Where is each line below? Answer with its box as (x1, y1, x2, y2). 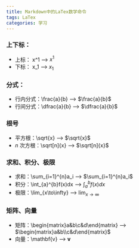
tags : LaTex (6, 14, 36, 20)
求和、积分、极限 (6, 158, 55, 167)
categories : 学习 (6, 20, 48, 26)
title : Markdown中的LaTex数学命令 (6, 8, 87, 15)
